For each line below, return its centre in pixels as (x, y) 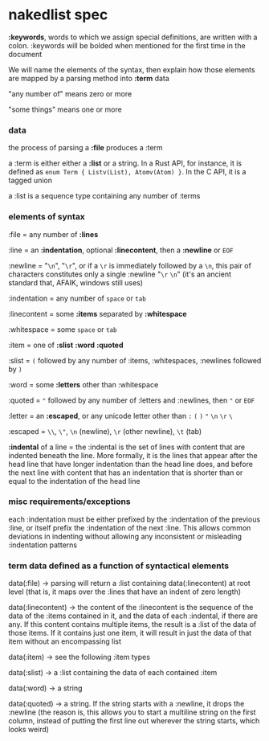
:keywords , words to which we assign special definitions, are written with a (133, 37)
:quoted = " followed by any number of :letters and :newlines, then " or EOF (132, 400)
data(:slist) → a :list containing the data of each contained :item (113, 673)
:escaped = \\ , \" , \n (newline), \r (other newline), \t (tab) (105, 431)
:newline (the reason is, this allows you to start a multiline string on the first (132, 712)
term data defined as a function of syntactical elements (119, 566)
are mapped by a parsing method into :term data (89, 78)
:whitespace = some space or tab (63, 329)
